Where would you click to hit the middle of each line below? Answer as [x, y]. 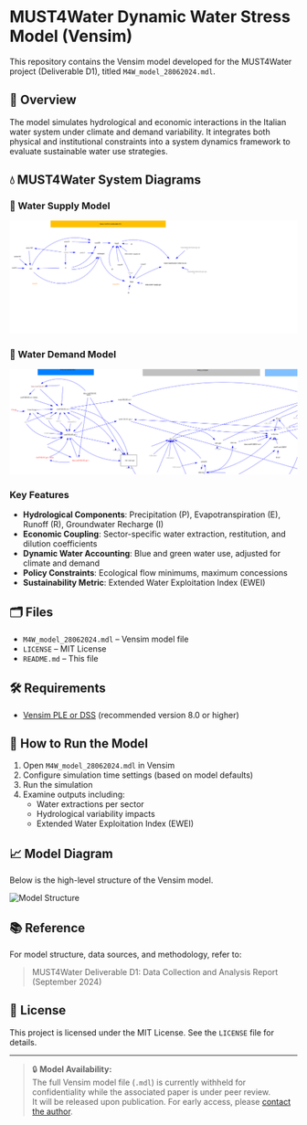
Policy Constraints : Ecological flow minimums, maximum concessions [155, 572]
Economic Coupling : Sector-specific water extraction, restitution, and [154, 534]
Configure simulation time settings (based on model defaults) [138, 775]
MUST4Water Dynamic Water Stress [150, 17]
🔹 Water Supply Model [60, 206]
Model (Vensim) [71, 36]
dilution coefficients [60, 543]
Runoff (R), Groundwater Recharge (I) [93, 524]
